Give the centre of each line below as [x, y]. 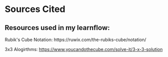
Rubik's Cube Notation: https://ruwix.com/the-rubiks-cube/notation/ [76, 39]
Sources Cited [35, 9]
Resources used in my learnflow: [57, 28]
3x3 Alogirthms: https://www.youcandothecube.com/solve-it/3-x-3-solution [84, 49]
